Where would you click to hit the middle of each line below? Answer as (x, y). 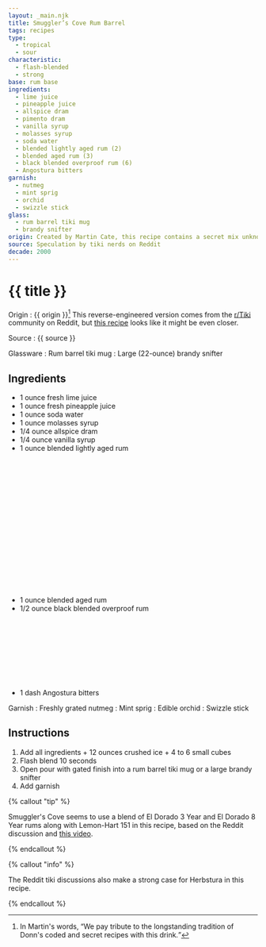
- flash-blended (42, 67)
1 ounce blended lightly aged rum (74, 448)
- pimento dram (40, 119)
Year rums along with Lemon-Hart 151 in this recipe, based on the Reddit (126, 825)
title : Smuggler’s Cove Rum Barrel (67, 23)
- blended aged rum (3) (54, 156)
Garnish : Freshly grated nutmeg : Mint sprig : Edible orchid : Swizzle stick (129, 708)
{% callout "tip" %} (39, 801)
